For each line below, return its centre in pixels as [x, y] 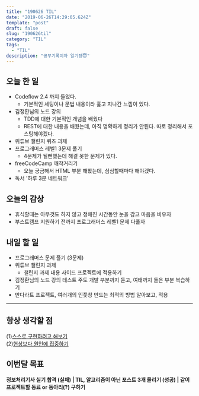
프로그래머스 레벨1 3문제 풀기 [48, 148]
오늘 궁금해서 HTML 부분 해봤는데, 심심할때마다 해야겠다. [89, 171]
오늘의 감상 [25, 199]
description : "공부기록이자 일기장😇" [48, 56]
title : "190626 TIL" [32, 12]
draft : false [22, 28]
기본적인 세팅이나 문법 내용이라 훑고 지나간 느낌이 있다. [87, 104]
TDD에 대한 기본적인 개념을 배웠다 [63, 119]
